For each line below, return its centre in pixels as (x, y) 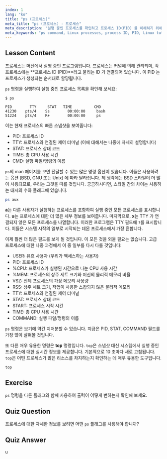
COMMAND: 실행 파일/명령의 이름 (46, 318)
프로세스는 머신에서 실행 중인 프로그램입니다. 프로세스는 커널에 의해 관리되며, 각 (82, 66)
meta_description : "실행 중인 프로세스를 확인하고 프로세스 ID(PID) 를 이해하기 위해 (84, 28)
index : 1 (14, 10)
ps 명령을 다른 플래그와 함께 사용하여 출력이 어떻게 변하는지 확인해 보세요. (76, 395)
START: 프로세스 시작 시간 (38, 305)
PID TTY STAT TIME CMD (53, 107)
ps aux (12, 200)
